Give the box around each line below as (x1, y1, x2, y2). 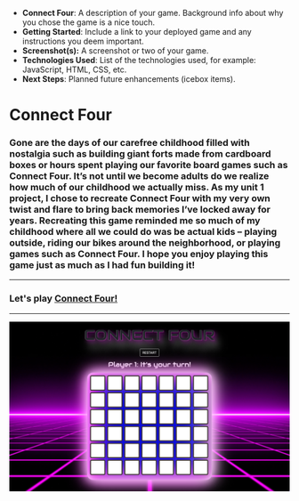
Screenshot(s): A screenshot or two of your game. (21, 45, 209, 56)
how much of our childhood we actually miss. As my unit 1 (9, 182, 264, 194)
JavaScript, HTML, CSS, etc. (21, 64, 127, 75)
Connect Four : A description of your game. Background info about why (21, 8, 284, 18)
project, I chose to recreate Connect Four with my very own (9, 192, 271, 205)
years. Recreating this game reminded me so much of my (9, 214, 261, 227)
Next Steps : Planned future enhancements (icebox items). (21, 74, 236, 84)
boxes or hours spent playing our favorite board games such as (9, 159, 288, 172)
